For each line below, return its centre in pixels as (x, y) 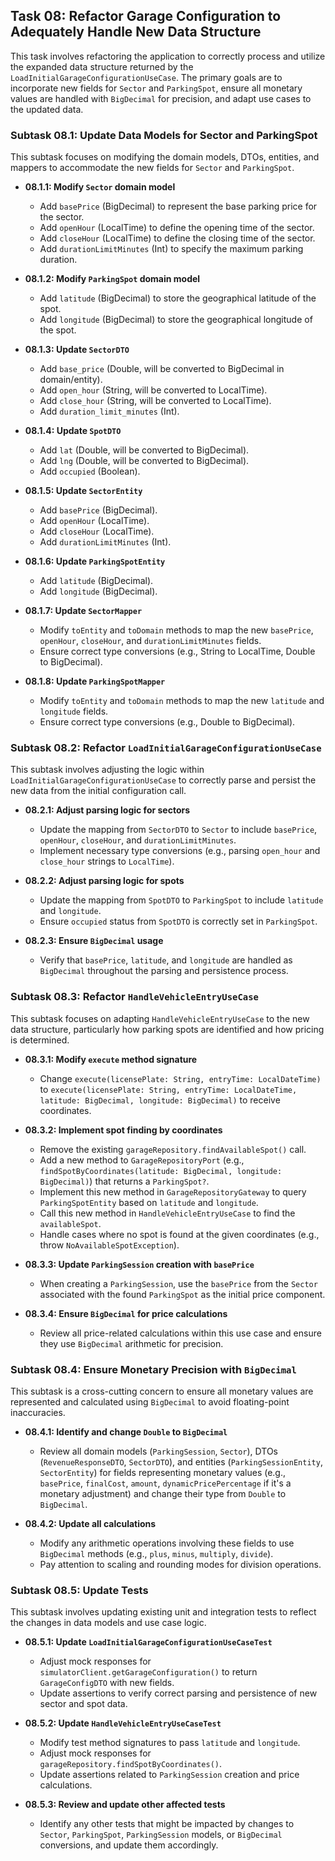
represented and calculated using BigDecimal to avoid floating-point (150, 1402)
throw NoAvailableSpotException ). (109, 1245)
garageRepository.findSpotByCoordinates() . (130, 1764)
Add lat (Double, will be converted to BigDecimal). (144, 450)
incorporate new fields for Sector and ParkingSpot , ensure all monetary (156, 88)
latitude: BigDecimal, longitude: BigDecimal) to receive (160, 1100)
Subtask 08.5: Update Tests (79, 1590)
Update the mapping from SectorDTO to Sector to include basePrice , (178, 830)
